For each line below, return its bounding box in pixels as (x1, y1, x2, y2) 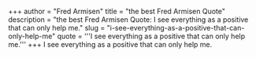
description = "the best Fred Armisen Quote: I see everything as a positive (8, 15, 249, 24)
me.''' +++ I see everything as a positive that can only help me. (8, 40, 213, 49)
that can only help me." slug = (8, 23, 106, 32)
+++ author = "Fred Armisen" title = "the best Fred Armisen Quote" (8, 7, 226, 16)
